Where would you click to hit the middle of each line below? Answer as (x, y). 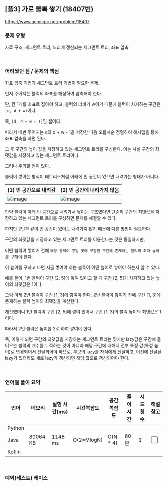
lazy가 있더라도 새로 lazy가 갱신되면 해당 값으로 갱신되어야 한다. (67, 358)
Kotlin (14, 452)
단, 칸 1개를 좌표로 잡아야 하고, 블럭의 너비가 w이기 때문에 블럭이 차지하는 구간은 (83, 104)
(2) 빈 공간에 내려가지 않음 (90, 190)
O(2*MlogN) (88, 440)
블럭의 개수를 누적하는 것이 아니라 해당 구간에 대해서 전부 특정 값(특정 (86, 346)
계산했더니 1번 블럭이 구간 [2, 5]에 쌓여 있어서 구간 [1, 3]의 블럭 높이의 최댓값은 (82, 312)
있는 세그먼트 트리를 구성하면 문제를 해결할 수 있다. (68, 218)
